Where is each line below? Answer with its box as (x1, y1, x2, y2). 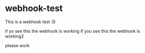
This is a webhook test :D (5, 19, 56, 25)
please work (5, 42, 30, 48)
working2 (5, 33, 24, 39)
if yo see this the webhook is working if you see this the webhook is (5, 28, 141, 34)
